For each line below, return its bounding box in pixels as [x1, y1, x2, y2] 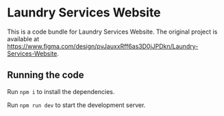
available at [7, 34, 40, 43]
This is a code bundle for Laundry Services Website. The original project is [7, 27, 218, 36]
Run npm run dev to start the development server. [7, 101, 146, 109]
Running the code [7, 69, 84, 81]
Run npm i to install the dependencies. [7, 87, 115, 95]
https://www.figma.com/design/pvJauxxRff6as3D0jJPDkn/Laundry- [7, 42, 199, 50]
